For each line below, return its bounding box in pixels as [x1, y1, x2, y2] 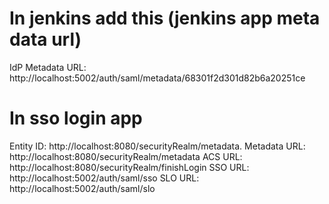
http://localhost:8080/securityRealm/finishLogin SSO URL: [9, 161, 250, 173]
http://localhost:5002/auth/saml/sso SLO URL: [9, 172, 200, 184]
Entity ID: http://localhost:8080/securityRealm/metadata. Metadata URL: [9, 140, 306, 152]
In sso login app [9, 107, 143, 130]
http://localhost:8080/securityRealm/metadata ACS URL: [9, 150, 243, 162]
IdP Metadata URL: [9, 61, 87, 73]
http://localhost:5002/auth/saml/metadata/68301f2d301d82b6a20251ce [9, 72, 306, 84]
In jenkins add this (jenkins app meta [9, 7, 321, 30]
